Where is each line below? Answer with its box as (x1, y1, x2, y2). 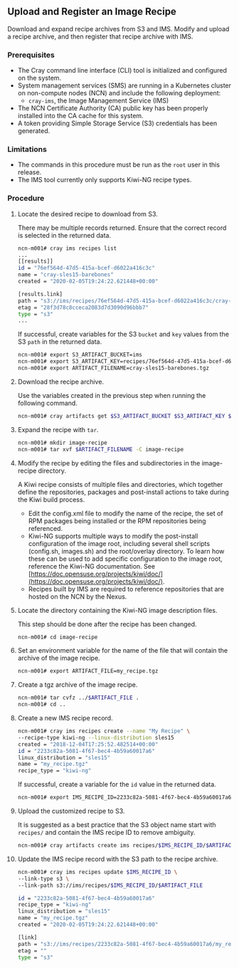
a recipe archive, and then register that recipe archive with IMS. (7, 32, 193, 41)
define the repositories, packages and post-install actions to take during (17, 488, 229, 496)
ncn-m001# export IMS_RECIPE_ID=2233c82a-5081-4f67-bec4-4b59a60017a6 (17, 794, 232, 801)
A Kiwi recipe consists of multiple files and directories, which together (17, 480, 223, 488)
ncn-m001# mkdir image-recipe (17, 439, 108, 446)
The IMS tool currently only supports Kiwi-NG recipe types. (17, 176, 192, 184)
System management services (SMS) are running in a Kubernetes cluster (17, 81, 232, 90)
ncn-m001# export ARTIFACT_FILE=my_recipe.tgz (17, 668, 159, 675)
